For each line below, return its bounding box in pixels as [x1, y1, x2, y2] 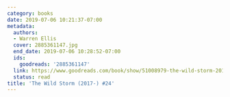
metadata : [7, 23, 36, 29]
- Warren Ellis [13, 36, 57, 42]
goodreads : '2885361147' [19, 61, 90, 68]
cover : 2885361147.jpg [13, 42, 78, 48]
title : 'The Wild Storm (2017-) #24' [7, 80, 115, 87]
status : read [13, 73, 51, 81]
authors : [13, 29, 38, 36]
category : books [7, 10, 53, 17]
